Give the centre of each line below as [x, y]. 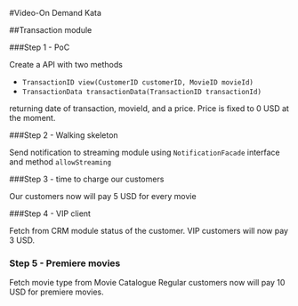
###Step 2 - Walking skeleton [64, 135]
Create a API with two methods [66, 64]
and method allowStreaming [60, 162]
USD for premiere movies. [56, 292]
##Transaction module [51, 30]
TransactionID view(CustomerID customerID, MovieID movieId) [138, 83]
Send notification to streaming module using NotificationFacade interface [145, 152]
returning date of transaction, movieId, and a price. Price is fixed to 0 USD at [149, 109]
